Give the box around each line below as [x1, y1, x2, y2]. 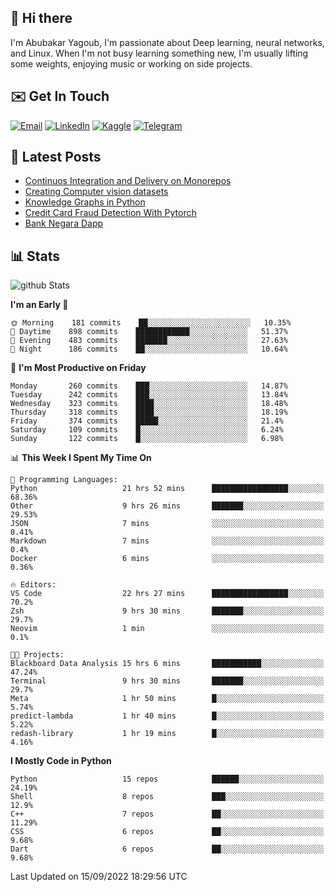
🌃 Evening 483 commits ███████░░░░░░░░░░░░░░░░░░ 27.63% [10, 336, 288, 346]
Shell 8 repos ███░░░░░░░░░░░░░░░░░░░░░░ [10, 792, 325, 802]
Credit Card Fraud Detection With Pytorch [24, 207, 197, 219]
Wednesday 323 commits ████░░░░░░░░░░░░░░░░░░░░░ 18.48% [10, 399, 288, 409]
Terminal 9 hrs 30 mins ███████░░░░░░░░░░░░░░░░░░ [10, 676, 325, 686]
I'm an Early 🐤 [10, 299, 69, 311]
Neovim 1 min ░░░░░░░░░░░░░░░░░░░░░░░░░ [10, 624, 325, 634]
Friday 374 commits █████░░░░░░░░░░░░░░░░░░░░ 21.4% [10, 416, 284, 426]
